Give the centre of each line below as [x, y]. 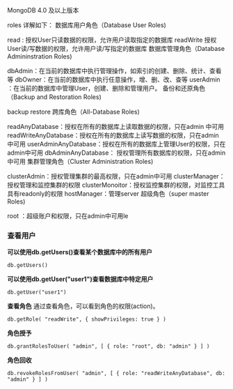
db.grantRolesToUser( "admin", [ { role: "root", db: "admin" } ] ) [109, 346]
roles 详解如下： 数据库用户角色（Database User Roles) [87, 25]
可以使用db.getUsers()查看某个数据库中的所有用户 [80, 252]
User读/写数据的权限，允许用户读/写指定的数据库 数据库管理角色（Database [116, 48]
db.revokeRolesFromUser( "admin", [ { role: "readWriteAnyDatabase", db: [116, 374]
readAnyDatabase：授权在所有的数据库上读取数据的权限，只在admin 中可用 [116, 127]
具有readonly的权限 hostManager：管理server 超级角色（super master [109, 193]
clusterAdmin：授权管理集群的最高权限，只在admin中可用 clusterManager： [116, 176]
